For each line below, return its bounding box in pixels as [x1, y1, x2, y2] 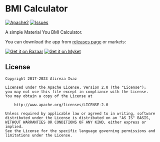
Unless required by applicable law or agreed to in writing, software [5, 111, 155, 116]
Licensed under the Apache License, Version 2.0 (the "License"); [5, 85, 146, 90]
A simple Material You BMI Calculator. [5, 29, 82, 35]
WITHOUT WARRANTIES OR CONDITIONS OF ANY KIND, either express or [5, 120, 146, 125]
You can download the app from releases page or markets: [5, 38, 126, 45]
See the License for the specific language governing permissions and [5, 128, 155, 134]
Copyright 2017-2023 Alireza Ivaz [5, 76, 77, 81]
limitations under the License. [5, 133, 72, 138]
